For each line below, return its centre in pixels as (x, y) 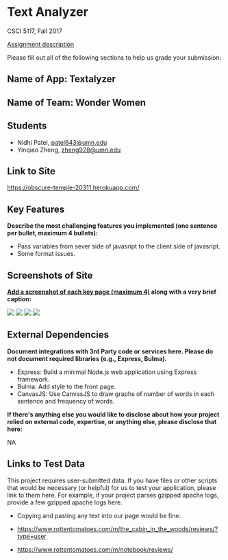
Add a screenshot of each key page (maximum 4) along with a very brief (112, 292)
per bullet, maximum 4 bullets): (52, 233)
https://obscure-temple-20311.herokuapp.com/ (73, 188)
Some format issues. (46, 254)
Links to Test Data (46, 464)
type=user (31, 536)
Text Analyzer (48, 12)
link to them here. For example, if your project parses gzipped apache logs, (113, 495)
